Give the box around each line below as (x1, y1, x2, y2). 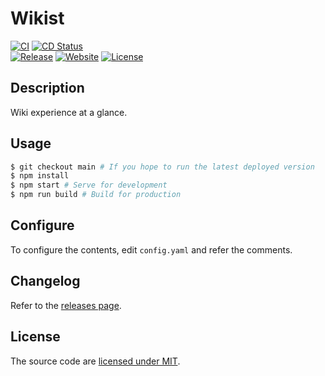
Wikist (10, 7, 65, 30)
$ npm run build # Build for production (10, 190, 182, 200)
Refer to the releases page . (10, 299, 122, 311)
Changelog (10, 273, 81, 290)
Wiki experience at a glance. (10, 106, 128, 118)
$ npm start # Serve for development (10, 180, 168, 191)
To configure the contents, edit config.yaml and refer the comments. (10, 243, 293, 256)
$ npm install (10, 171, 70, 181)
